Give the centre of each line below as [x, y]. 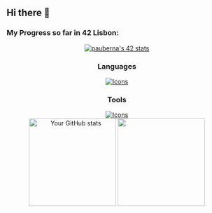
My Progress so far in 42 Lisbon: [63, 33]
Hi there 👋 [28, 13]
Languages [117, 66]
